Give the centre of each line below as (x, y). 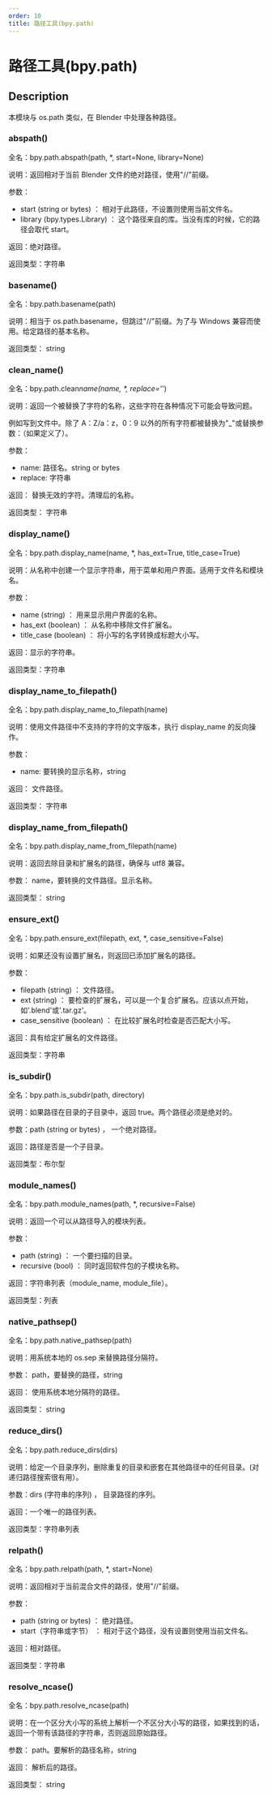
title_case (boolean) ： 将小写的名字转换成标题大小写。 (112, 634)
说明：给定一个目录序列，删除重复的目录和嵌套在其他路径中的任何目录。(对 (134, 1467)
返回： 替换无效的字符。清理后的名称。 (73, 495)
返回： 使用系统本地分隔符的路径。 (66, 1392)
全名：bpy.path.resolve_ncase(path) (69, 1705)
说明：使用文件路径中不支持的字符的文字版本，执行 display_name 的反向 (129, 726)
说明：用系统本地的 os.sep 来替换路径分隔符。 (85, 1358)
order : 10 (25, 16)
